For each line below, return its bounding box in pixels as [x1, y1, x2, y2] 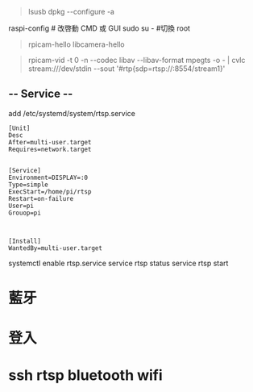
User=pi [8, 202, 35, 210]
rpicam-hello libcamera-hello [27, 40, 125, 49]
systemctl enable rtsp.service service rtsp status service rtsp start [8, 258, 229, 268]
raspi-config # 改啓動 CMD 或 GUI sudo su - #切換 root [8, 23, 191, 33]
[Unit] [8, 124, 31, 132]
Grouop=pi [8, 209, 42, 217]
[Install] [8, 237, 42, 245]
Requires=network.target [8, 145, 92, 153]
